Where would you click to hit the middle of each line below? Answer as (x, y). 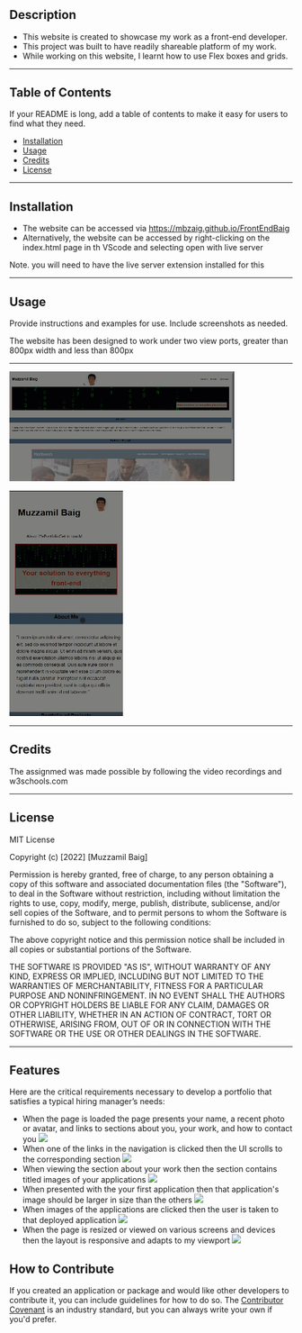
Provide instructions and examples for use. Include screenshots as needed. (149, 323)
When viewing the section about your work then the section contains (150, 1169)
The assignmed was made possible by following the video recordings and (146, 771)
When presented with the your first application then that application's (151, 1189)
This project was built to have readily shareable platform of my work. (149, 46)
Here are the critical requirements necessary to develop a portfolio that (141, 1092)
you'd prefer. (33, 1319)
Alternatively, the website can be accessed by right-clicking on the (146, 238)
